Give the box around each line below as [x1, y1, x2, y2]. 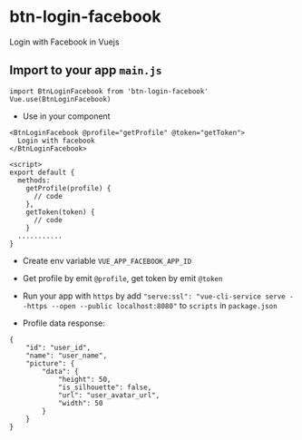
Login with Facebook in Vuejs [9, 36, 120, 47]
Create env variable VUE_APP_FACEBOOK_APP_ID [22, 255, 192, 266]
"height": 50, [57, 375, 112, 384]
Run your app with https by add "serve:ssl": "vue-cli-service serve [22, 290, 286, 301]
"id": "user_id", [25, 343, 92, 352]
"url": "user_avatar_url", [57, 390, 161, 400]
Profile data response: [22, 318, 106, 328]
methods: [17, 175, 51, 185]
